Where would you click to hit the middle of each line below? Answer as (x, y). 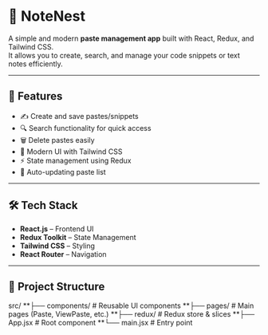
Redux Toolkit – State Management (78, 237)
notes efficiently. (36, 64)
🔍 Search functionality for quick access (85, 128)
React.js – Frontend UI (57, 229)
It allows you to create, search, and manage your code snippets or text (124, 55)
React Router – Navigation (63, 254)
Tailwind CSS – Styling (57, 246)
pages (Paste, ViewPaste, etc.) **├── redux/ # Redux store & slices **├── (132, 314)
